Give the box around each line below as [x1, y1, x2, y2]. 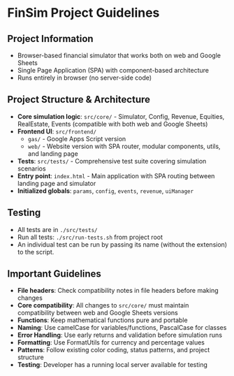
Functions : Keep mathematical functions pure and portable [17, 316, 188, 324]
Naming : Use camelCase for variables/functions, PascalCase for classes [17, 324, 227, 332]
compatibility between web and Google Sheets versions [17, 309, 178, 317]
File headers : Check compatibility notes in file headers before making [17, 287, 219, 295]
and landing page [27, 149, 78, 158]
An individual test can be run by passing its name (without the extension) [17, 240, 228, 249]
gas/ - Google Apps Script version [27, 134, 126, 143]
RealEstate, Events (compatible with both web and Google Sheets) [17, 120, 208, 128]
